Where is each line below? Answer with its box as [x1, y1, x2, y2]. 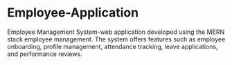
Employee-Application [7, 5, 139, 21]
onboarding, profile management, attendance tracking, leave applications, [7, 42, 218, 50]
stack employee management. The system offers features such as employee [7, 35, 226, 43]
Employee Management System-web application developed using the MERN [7, 28, 225, 36]
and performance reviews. [7, 50, 82, 58]
